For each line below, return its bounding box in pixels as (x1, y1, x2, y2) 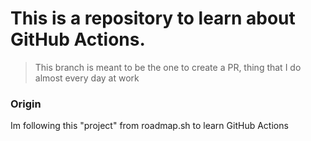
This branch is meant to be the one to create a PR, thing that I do (34, 61, 302, 73)
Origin (10, 97, 42, 111)
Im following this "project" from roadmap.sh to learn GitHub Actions (10, 120, 289, 132)
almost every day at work (34, 72, 140, 84)
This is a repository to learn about (10, 7, 296, 30)
